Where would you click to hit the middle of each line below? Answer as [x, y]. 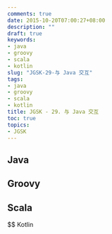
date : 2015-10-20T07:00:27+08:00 [56, 20]
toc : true [22, 118]
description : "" [31, 27]
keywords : [22, 40]
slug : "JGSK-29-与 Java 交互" [50, 72]
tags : [15, 79]
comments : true [30, 14]
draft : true [25, 33]
